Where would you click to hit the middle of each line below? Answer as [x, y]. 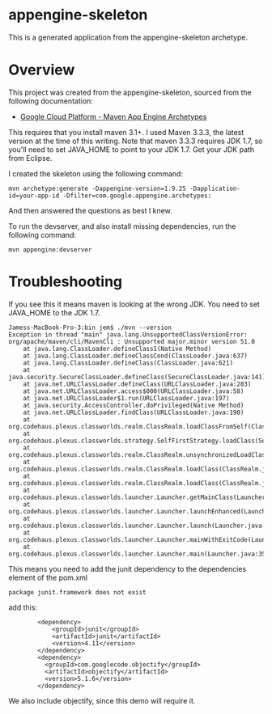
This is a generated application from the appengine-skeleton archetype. [128, 37]
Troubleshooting [66, 282]
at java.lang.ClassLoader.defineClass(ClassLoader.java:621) [128, 363]
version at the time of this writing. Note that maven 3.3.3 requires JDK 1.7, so [136, 141]
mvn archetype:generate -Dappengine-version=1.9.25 [97, 188]
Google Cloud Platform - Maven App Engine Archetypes [113, 116]
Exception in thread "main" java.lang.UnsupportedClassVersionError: [128, 334]
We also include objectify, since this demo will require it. [102, 700]
